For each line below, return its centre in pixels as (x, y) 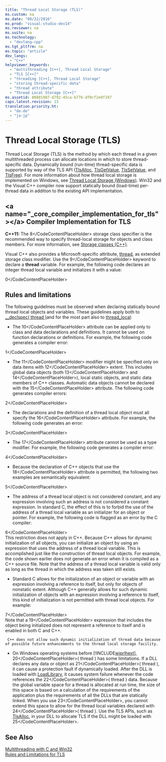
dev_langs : (16, 56)
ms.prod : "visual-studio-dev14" (38, 24)
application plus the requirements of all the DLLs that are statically (80, 695)
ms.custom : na (20, 14)
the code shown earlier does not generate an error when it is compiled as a (82, 559)
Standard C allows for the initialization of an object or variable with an (83, 579)
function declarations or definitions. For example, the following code (82, 337)
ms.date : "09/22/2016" (28, 19)
